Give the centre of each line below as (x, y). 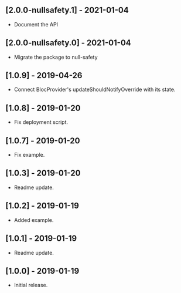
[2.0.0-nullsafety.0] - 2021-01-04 (68, 43)
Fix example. (29, 155)
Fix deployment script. (41, 122)
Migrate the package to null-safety (56, 57)
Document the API (36, 24)
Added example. (34, 220)
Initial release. (31, 285)
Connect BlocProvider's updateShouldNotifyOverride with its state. (95, 90)
